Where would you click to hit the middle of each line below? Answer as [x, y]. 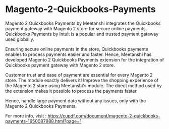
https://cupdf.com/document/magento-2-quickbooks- [104, 116]
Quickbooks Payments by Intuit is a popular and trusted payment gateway [82, 34]
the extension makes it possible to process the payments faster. [71, 91]
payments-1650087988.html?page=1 [43, 121]
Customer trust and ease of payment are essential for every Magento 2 [79, 75]
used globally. [20, 39]
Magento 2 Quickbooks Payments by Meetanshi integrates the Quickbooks [83, 23]
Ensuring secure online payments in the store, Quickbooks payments [77, 49]
